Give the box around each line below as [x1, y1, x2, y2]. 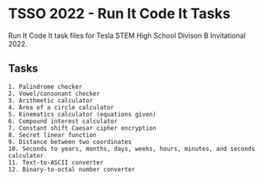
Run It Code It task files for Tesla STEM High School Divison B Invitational [8, 31, 246, 40]
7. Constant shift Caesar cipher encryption [8, 124, 157, 132]
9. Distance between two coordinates [8, 138, 132, 146]
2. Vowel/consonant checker [8, 90, 101, 98]
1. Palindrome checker [8, 83, 83, 90]
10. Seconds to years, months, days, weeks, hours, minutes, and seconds [8, 145, 256, 153]
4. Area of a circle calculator [8, 103, 114, 111]
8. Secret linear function [8, 131, 97, 139]
